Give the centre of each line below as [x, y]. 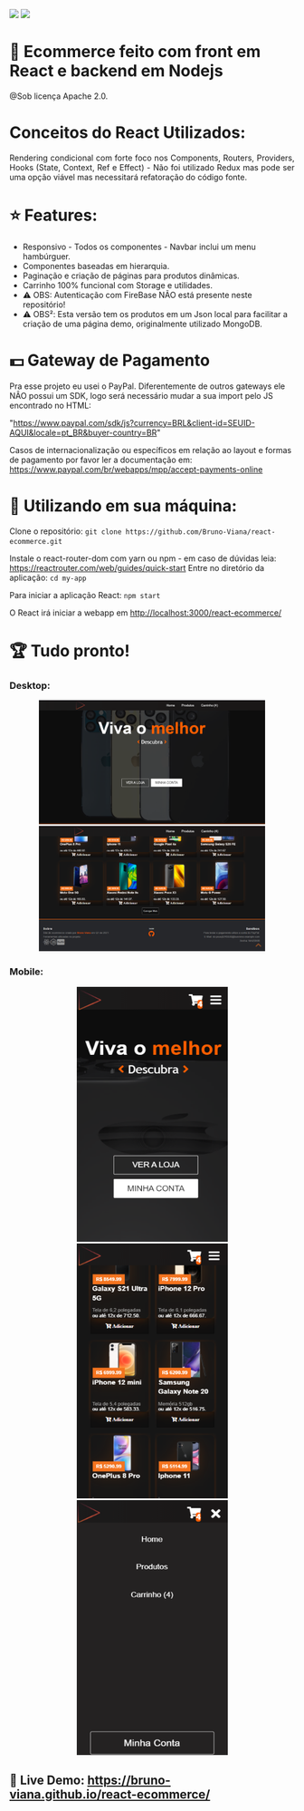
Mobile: [26, 972]
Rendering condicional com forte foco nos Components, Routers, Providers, [152, 158]
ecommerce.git [36, 541]
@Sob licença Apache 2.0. [59, 96]
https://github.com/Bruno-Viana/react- [200, 532]
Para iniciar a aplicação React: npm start [85, 595]
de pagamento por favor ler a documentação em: [101, 460]
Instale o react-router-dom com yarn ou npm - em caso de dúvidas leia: [143, 558]
